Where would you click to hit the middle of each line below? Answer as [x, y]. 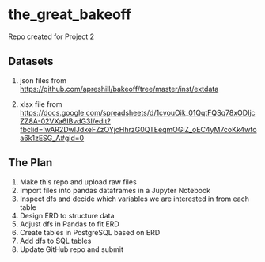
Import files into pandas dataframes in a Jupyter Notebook [115, 190]
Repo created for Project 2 [51, 36]
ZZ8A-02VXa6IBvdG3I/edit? [65, 121]
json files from [43, 80]
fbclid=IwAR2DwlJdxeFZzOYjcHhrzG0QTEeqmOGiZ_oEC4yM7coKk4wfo [138, 129]
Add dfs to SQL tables [55, 241]
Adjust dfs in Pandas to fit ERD [70, 224]
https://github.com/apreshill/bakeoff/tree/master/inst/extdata [119, 89]
